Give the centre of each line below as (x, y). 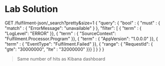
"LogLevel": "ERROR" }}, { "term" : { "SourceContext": (60, 33)
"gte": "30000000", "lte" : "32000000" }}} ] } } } (54, 49)
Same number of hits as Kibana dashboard (61, 59)
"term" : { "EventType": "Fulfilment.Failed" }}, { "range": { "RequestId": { (79, 44)
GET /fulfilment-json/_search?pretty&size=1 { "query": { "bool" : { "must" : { (82, 23)
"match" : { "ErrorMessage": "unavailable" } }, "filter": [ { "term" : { (73, 28)
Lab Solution (31, 9)
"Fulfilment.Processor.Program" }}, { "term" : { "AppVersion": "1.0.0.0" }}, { (81, 39)
